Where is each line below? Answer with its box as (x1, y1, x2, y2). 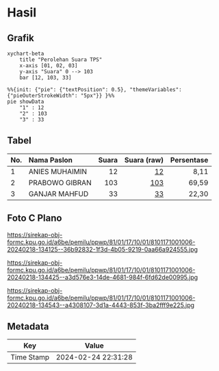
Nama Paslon (28, 155, 73, 165)
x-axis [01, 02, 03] (19, 62, 78, 69)
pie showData (7, 98, 44, 105)
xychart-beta (7, 50, 44, 57)
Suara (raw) (124, 155, 164, 165)
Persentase (170, 155, 209, 165)
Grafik (7, 32, 34, 44)
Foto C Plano (7, 213, 62, 224)
